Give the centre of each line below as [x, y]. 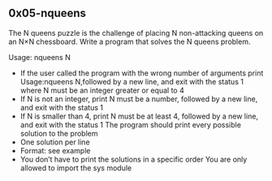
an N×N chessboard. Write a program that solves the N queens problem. [130, 41]
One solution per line [55, 142]
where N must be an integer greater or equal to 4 [102, 90]
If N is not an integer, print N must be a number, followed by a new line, [139, 99]
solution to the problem [59, 133]
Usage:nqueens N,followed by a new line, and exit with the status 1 [132, 81]
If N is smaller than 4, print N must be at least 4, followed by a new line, [139, 116]
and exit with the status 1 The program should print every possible [131, 124]
